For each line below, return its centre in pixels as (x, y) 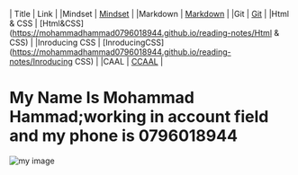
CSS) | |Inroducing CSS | (55, 42)
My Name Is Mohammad (102, 98)
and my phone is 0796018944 (124, 136)
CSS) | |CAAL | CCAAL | (119, 61)
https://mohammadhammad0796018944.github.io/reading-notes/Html (142, 33)
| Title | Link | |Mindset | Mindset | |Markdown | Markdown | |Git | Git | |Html (149, 14)
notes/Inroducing (41, 61)
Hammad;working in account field (139, 117)
